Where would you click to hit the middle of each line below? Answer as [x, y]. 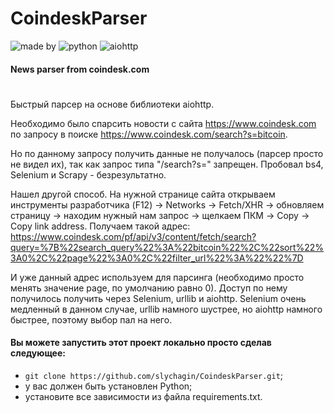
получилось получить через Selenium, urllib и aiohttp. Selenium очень [158, 298]
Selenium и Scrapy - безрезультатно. [88, 174]
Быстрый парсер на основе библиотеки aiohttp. [112, 104]
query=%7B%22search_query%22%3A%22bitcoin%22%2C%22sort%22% [167, 247]
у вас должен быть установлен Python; [108, 386]
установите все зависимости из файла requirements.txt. [143, 396]
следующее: [38, 353]
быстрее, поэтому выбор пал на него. [91, 319]
